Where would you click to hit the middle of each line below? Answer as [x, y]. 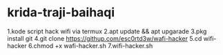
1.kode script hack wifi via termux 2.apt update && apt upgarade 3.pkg [107, 31]
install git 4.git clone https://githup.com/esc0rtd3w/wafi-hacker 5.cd [105, 38]
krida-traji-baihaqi [61, 13]
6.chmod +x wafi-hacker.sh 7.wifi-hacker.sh [90, 45]
